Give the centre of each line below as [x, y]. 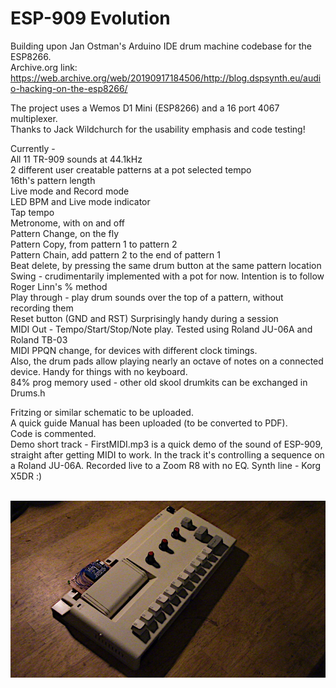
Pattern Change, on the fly [65, 233]
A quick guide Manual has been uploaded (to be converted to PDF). [149, 423]
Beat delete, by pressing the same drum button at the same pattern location [166, 265]
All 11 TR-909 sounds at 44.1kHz [76, 159]
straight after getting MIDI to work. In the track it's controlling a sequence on [167, 454]
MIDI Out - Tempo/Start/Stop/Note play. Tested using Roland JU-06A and [161, 329]
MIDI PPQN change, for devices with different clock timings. [134, 350]
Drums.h [28, 393]
